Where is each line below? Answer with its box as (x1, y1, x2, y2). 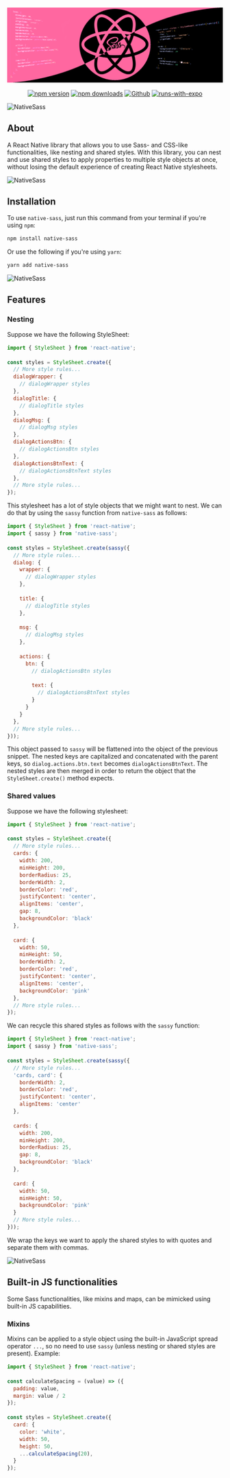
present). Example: (7, 1349, 60, 1358)
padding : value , (13, 1385, 60, 1392)
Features (7, 294, 46, 306)
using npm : (7, 221, 36, 230)
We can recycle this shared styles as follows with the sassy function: (7, 1021, 201, 1029)
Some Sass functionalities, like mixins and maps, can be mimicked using (7, 1294, 211, 1303)
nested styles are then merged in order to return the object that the (7, 767, 196, 775)
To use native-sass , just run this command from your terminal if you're (7, 214, 207, 222)
